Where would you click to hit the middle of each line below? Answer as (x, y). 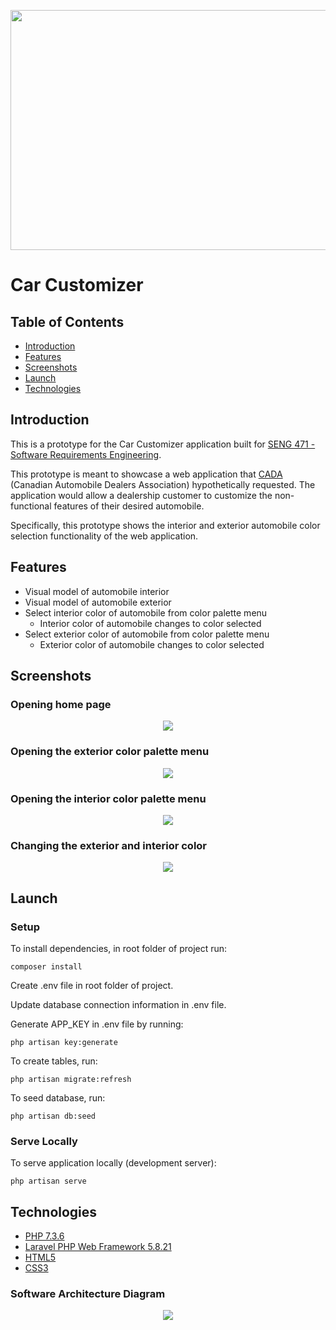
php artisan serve (48, 1181)
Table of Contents (67, 321)
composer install (46, 966)
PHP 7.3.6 (44, 1236)
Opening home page (61, 704)
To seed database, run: (58, 1097)
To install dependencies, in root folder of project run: (119, 948)
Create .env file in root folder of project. (92, 985)
